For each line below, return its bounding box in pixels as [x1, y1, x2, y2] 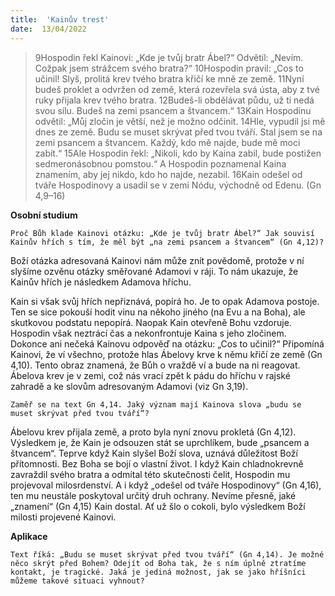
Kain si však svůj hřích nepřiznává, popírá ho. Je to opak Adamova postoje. [10, 295, 320, 307]
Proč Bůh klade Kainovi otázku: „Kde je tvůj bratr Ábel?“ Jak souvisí [10, 228, 315, 238]
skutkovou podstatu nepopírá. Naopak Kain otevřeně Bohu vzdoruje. [10, 316, 292, 328]
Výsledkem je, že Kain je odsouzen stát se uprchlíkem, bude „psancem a [10, 436, 310, 448]
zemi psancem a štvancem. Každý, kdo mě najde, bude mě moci [34, 136, 301, 148]
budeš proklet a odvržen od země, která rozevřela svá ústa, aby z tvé [34, 83, 320, 95]
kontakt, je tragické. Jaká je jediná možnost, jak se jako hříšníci [10, 567, 307, 577]
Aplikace [10, 530, 48, 542]
